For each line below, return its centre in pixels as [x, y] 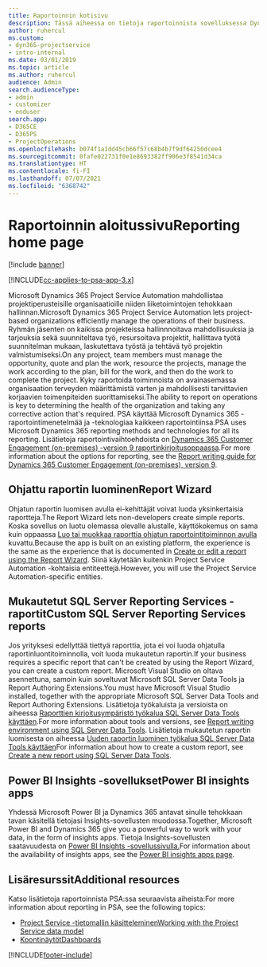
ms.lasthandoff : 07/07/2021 [55, 179]
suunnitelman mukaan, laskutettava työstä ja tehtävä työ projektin [116, 346]
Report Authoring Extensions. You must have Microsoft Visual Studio [119, 688]
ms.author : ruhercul [43, 75]
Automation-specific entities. [56, 576]
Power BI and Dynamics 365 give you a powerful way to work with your [125, 829]
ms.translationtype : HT [48, 164]
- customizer [30, 104]
